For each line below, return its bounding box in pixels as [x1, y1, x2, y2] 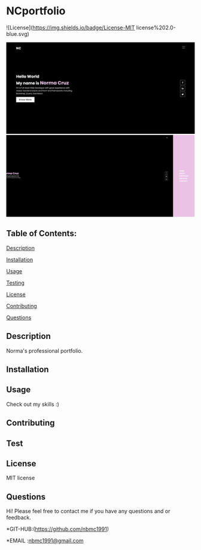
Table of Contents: [6, 228, 77, 239]
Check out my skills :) [6, 401, 60, 408]
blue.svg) [6, 30, 30, 37]
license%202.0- [136, 24, 176, 31]
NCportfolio [6, 4, 66, 18]
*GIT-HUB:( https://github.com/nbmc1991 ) [6, 525, 109, 533]
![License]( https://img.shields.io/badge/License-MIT [6, 24, 135, 31]
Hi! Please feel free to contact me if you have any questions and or [6, 508, 170, 515]
